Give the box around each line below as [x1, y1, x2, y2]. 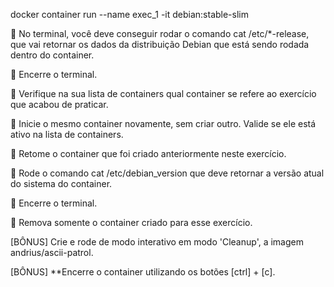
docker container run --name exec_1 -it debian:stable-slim [10, 9, 249, 20]
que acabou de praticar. [10, 99, 109, 110]
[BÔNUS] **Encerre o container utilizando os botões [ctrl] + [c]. [10, 266, 276, 278]
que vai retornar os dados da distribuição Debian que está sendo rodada [10, 39, 310, 50]
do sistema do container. [10, 178, 113, 189]
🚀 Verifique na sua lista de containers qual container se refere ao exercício [10, 88, 317, 99]
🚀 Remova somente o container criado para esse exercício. [10, 217, 253, 228]
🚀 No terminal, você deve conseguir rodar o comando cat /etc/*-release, [10, 28, 310, 39]
